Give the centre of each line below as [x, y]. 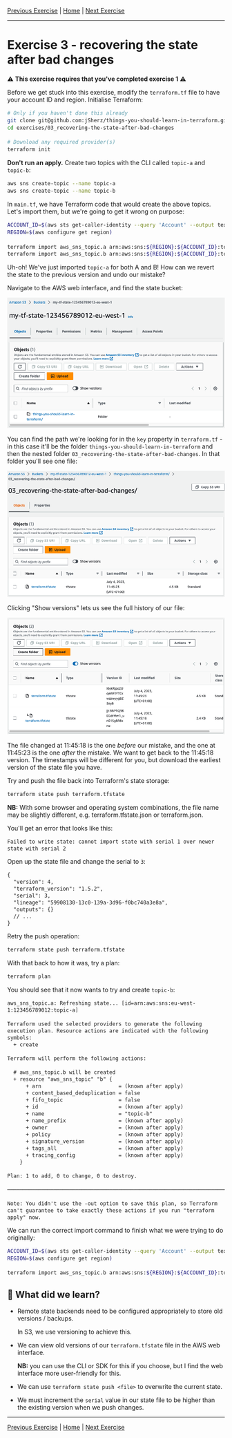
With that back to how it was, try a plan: [64, 963]
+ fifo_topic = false [83, 1100]
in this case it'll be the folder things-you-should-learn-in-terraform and [110, 446]
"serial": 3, [32, 896]
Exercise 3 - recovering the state [103, 45]
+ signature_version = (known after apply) [105, 1141]
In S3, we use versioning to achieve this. [75, 1332]
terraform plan [29, 976]
